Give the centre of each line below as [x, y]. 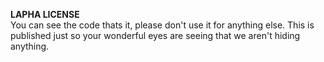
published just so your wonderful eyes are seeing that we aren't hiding [155, 35]
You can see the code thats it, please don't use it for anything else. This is [162, 25]
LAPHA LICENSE [45, 14]
